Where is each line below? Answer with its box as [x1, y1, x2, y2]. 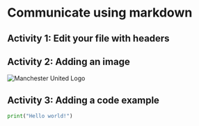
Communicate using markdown [7, 5, 193, 21]
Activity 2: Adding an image [7, 55, 130, 67]
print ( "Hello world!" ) [7, 113, 73, 120]
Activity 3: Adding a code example [7, 94, 160, 106]
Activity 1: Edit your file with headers [7, 33, 170, 44]
